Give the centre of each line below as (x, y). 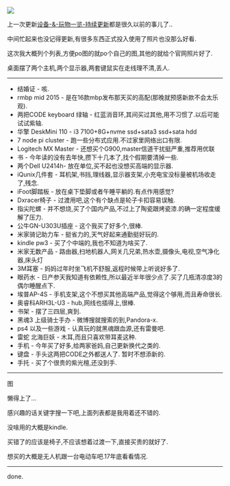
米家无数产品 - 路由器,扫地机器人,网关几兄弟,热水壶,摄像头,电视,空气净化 (118, 251)
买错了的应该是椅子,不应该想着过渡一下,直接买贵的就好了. (88, 442)
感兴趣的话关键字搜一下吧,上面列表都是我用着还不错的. (84, 413)
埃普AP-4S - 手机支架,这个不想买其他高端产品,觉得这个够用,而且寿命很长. (119, 294)
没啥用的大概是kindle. (38, 427)
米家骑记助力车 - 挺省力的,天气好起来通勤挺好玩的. (88, 234)
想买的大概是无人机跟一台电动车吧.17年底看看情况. (78, 456)
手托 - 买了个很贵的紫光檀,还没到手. (67, 362)
